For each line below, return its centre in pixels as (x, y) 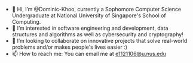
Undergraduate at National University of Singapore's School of (89, 15)
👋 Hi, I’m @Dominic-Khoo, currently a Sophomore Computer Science (96, 9)
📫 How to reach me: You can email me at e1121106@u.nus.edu (89, 54)
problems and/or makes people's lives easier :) (69, 47)
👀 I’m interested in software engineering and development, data (90, 28)
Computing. (26, 22)
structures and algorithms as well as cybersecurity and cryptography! (97, 34)
